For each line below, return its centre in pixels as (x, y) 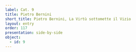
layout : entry (20, 24)
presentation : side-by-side (34, 33)
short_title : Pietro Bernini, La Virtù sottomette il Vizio (68, 19)
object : (13, 38)
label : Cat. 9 (20, 10)
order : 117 (16, 28)
